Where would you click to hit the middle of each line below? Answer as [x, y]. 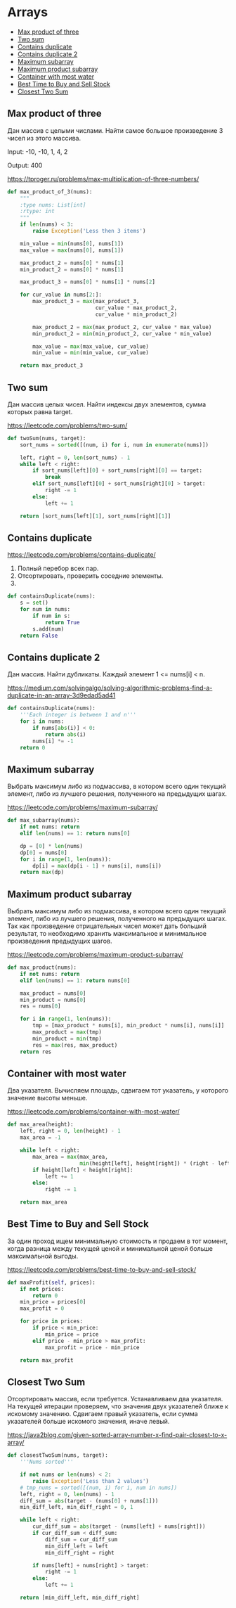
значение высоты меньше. [47, 1098]
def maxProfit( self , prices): [52, 1282]
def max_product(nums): [42, 967]
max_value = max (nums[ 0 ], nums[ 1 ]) [72, 250]
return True [62, 622]
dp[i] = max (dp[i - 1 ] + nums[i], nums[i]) [97, 866]
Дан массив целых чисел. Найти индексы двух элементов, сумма [107, 404]
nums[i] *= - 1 [53, 741]
